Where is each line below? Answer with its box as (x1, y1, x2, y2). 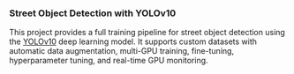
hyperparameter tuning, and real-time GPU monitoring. (9, 55, 209, 66)
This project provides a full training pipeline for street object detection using (9, 27, 285, 38)
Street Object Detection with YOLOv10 (9, 7, 177, 19)
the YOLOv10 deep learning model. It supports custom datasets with (9, 36, 258, 47)
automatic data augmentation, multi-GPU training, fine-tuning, (9, 46, 235, 56)
